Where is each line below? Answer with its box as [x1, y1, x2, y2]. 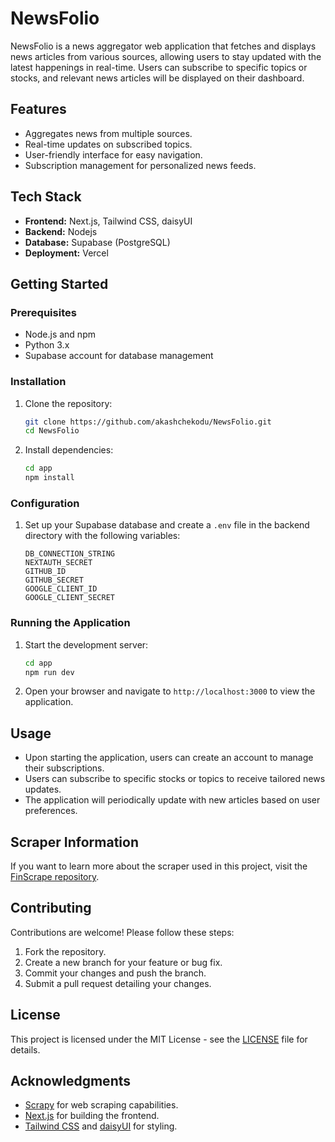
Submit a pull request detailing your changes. [24, 977, 212, 989]
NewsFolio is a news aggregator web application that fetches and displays [10, 40, 317, 52]
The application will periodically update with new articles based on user [24, 794, 321, 806]
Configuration [10, 496, 80, 510]
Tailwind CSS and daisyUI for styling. [24, 1120, 178, 1132]
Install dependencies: [24, 444, 114, 456]
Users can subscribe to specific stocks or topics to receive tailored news [24, 773, 326, 785]
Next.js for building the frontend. [24, 1110, 160, 1122]
